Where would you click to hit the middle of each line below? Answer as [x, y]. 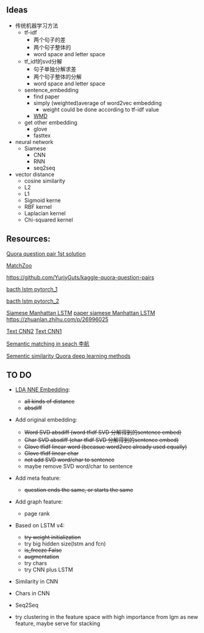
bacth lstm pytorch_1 [32, 289]
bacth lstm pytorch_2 [33, 301]
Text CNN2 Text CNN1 [34, 331]
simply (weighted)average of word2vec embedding [98, 103]
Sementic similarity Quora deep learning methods [69, 356]
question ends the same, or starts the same [79, 490]
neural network [34, 142]
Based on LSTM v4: [40, 526]
